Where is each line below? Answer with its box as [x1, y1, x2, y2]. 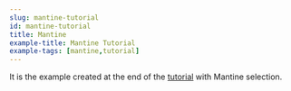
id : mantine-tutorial [9, 22, 92, 31]
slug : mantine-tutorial [9, 13, 100, 23]
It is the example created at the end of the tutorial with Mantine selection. [9, 71, 283, 82]
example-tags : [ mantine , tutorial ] [9, 47, 141, 56]
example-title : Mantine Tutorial [9, 38, 136, 48]
